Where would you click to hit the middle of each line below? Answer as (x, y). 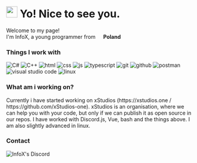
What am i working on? (40, 87)
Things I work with (34, 52)
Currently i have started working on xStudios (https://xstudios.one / (89, 100)
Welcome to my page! (33, 30)
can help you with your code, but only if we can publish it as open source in (99, 113)
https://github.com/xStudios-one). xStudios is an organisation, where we (95, 106)
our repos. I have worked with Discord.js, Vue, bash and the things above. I (98, 119)
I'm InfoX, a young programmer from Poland (63, 36)
